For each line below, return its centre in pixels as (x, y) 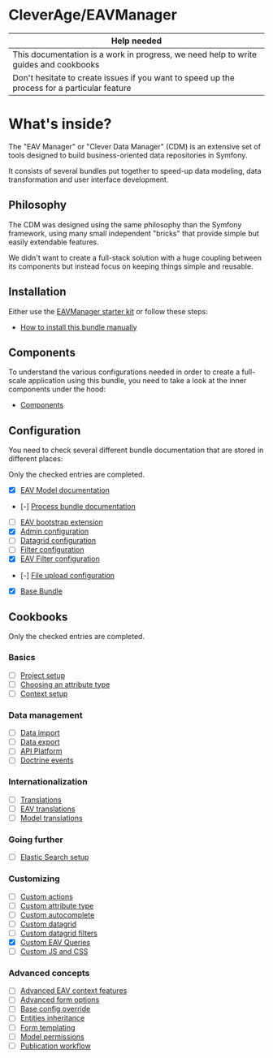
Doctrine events (47, 760)
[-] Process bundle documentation (78, 507)
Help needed (136, 41)
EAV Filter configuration (60, 559)
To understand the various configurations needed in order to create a (124, 372)
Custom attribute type (57, 905)
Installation (37, 292)
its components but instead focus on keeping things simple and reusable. (131, 266)
